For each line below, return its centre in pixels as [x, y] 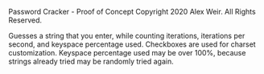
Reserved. [25, 20]
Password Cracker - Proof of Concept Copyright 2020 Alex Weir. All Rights [132, 12]
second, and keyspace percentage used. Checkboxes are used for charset [132, 44]
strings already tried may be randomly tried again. [91, 61]
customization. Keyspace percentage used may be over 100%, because [127, 53]
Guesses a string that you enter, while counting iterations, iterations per [127, 36]
